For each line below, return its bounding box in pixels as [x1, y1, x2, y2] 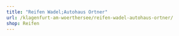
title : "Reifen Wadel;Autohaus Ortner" [6, 9, 108, 15]
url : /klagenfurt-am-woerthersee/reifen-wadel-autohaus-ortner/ [6, 15, 174, 21]
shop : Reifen [6, 20, 40, 26]
